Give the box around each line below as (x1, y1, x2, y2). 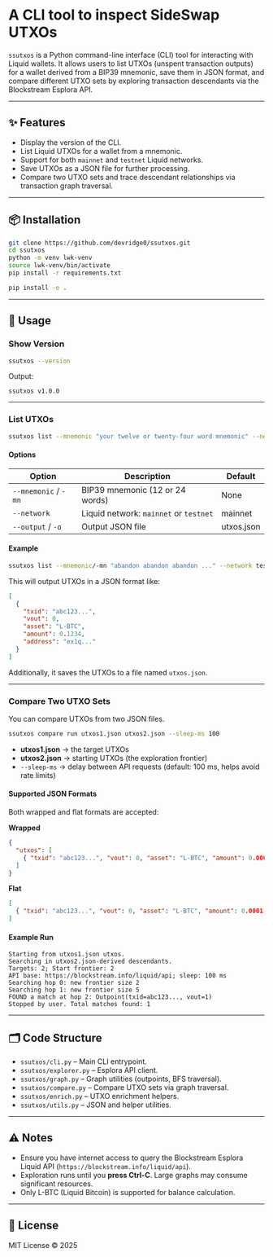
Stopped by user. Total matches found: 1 (8, 1000, 151, 1009)
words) (80, 494, 109, 506)
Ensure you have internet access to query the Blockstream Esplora (19, 1153, 244, 1163)
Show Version (8, 338, 65, 349)
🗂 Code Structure (8, 1031, 102, 1044)
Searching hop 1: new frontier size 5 (8, 986, 140, 995)
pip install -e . (8, 283, 67, 292)
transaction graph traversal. (19, 181, 114, 191)
